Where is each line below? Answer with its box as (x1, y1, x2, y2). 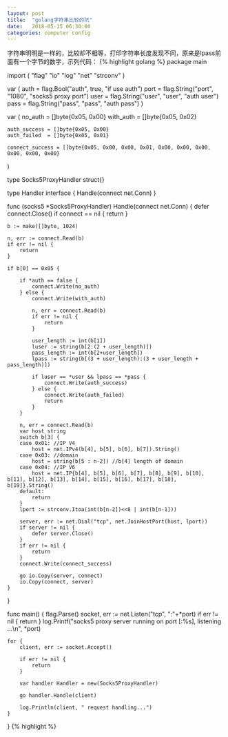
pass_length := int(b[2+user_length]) (32, 349, 143, 357)
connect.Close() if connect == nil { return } (7, 209, 129, 218)
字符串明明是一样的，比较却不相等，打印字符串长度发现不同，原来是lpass (7, 49, 216, 57)
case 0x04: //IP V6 (19, 464, 76, 471)
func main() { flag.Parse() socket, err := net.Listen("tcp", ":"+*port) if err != (7, 610, 219, 619)
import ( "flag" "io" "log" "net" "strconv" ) (7, 72, 125, 80)
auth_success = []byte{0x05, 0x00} (7, 126, 110, 133)
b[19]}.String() (7, 482, 54, 489)
